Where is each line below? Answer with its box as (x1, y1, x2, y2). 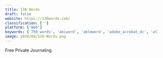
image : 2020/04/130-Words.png (5, 34, 66, 39)
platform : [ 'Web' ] (5, 25, 42, 30)
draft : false (5, 12, 32, 16)
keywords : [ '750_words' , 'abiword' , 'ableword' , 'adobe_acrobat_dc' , (5, 29, 149, 34)
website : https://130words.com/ (5, 16, 70, 21)
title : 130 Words (5, 7, 40, 12)
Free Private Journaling (5, 47, 52, 53)
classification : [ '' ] (5, 20, 49, 26)
